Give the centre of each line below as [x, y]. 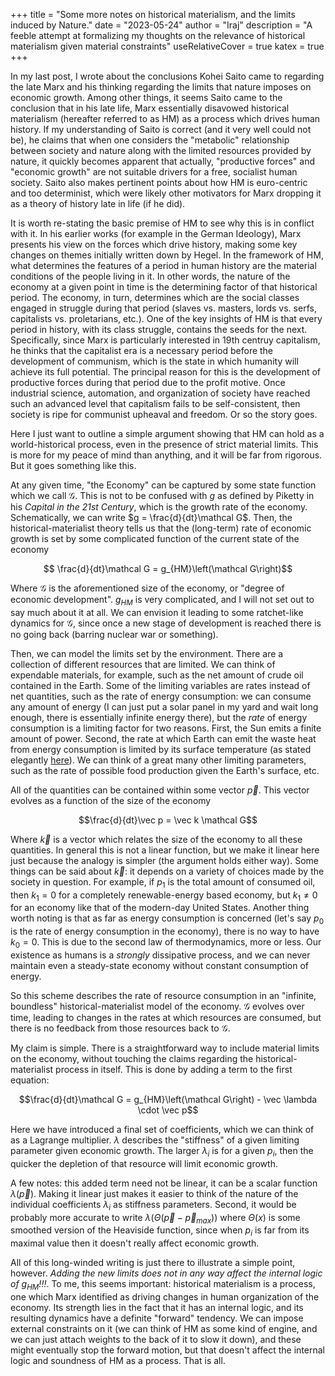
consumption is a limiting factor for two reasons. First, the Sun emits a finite [166, 728]
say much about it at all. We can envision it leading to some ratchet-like [157, 612]
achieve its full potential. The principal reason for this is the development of [166, 372]
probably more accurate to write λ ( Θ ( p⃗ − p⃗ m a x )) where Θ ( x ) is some [155, 1218]
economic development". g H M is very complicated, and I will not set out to [162, 601]
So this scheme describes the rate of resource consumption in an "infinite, [163, 995]
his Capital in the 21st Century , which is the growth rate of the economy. [159, 507]
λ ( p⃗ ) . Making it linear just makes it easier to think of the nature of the [154, 1193]
